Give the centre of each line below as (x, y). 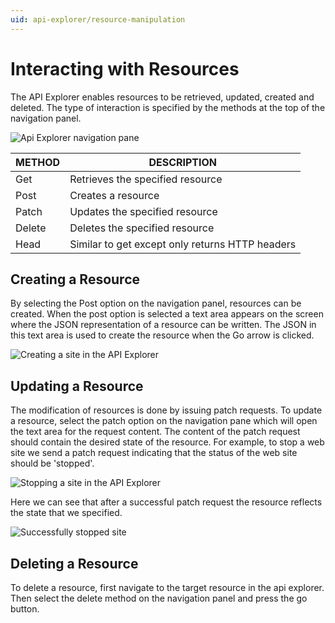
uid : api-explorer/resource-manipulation (98, 19)
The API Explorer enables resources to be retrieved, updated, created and (162, 97)
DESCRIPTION (183, 162)
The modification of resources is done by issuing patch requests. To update (166, 410)
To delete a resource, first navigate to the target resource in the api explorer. (167, 587)
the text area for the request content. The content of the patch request (155, 432)
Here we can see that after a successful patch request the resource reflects (166, 502)
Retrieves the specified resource (146, 179)
